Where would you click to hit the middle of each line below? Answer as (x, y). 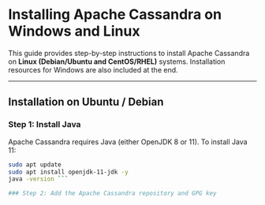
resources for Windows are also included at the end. (93, 69)
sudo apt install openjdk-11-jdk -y (68, 172)
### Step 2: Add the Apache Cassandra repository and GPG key (112, 194)
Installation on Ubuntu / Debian (86, 102)
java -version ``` (38, 179)
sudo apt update (35, 164)
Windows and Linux (74, 31)
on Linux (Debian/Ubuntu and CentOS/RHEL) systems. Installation (117, 61)
